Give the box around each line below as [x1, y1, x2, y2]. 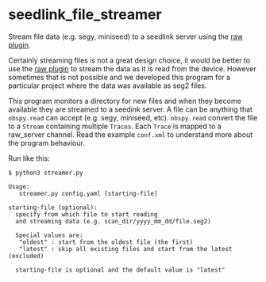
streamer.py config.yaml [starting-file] [18, 189, 158, 197]
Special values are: [15, 231, 83, 239]
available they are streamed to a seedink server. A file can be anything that [8, 105, 253, 114]
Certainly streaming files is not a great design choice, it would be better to [8, 55, 251, 65]
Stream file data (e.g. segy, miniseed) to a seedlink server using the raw [8, 32, 244, 41]
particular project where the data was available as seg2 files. [8, 81, 207, 90]
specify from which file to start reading [15, 210, 158, 219]
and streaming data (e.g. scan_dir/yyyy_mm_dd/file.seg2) [15, 217, 212, 225]
